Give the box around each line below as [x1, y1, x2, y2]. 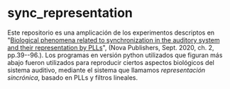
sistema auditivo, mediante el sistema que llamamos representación [7, 66, 206, 74]
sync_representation [7, 5, 133, 21]
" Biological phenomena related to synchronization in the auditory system [7, 35, 220, 44]
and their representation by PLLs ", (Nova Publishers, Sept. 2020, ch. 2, [7, 43, 214, 52]
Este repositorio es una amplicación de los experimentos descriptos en [7, 28, 215, 37]
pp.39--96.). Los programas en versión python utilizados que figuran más [7, 51, 223, 59]
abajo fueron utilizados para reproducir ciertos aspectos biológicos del [7, 58, 214, 66]
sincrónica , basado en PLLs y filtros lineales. [7, 73, 138, 82]
